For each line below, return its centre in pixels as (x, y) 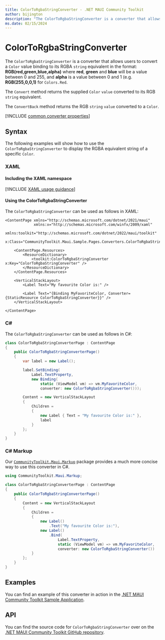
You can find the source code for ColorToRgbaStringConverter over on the (80, 627)
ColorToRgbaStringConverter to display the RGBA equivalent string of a (77, 149)
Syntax (16, 132)
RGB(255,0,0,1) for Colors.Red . (36, 82)
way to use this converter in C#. (37, 467)
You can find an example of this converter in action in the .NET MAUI (74, 594)
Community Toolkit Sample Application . (45, 599)
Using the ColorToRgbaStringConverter (46, 200)
